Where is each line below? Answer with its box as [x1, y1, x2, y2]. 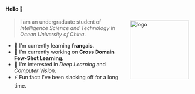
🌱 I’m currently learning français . [14, 42, 95, 49]
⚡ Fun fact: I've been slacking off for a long [14, 74, 119, 81]
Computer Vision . [14, 67, 56, 74]
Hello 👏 [5, 5, 23, 12]
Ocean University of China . [19, 31, 86, 38]
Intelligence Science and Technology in [19, 25, 116, 32]
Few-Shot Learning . [14, 55, 64, 62]
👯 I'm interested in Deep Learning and [14, 61, 106, 68]
